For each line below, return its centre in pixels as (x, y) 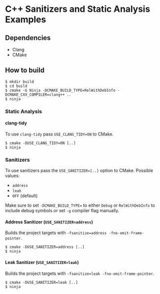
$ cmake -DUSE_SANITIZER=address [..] (45, 247)
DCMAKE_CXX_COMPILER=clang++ (35, 95)
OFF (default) (25, 196)
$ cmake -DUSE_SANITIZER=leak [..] (42, 282)
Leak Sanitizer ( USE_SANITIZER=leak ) (42, 262)
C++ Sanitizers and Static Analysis (78, 9)
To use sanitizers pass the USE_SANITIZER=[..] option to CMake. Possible (79, 171)
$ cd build (16, 86)
